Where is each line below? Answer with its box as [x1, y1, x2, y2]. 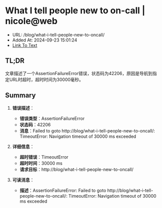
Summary [5, 91, 36, 100]
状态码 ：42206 [19, 122, 51, 127]
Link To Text [12, 42, 38, 48]
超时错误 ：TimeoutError [19, 154, 69, 160]
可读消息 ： [12, 177, 35, 183]
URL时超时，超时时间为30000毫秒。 [9, 77, 84, 83]
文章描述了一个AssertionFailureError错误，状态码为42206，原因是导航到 [5, 70, 153, 76]
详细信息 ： [12, 143, 35, 149]
